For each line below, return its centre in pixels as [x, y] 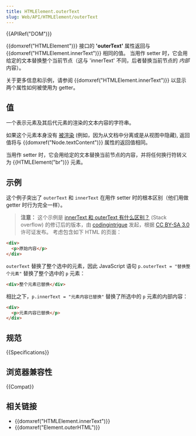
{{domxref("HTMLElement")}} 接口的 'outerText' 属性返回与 [78, 46]
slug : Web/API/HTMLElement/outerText [52, 17]
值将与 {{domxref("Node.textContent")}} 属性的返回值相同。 [78, 143]
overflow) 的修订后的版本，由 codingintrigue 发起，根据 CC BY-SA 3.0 [105, 225]
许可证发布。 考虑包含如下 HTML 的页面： [71, 232]
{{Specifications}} [28, 352]
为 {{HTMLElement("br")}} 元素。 [46, 162]
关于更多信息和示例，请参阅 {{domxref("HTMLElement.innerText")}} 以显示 [96, 80]
